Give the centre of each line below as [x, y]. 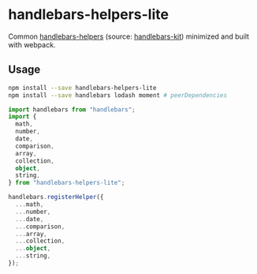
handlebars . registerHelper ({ [56, 197]
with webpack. [32, 44]
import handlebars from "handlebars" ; [72, 109]
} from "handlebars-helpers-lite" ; [67, 183]
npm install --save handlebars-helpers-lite [82, 88]
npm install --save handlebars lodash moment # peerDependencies [117, 95]
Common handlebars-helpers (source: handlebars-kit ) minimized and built [129, 36]
